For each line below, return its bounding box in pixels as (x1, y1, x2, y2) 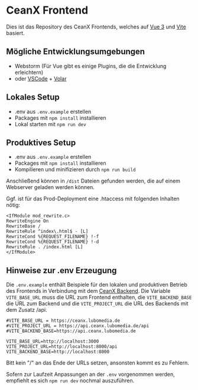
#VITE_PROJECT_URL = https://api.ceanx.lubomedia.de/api (6, 323, 150, 329)
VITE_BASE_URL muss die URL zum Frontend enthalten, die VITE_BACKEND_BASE (6, 294, 192, 301)
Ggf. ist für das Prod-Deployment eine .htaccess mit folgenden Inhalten (6, 195, 180, 202)
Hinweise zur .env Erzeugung (6, 265, 117, 276)
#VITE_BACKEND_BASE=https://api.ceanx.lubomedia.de (6, 328, 136, 334)
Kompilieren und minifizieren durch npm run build (14, 166, 136, 173)
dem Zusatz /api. (6, 306, 47, 314)
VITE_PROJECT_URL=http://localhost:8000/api (6, 344, 118, 350)
